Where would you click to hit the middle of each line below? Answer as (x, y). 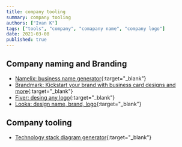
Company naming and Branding (67, 64)
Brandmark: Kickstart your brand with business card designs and (95, 85)
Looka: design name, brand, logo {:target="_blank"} (78, 104)
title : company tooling (36, 12)
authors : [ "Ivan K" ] (32, 23)
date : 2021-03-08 (28, 34)
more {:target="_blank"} (44, 91)
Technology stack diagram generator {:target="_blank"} (83, 137)
